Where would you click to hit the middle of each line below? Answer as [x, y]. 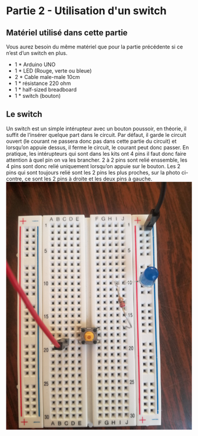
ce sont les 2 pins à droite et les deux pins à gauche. [88, 179]
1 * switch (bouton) [37, 96]
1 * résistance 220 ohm [43, 83]
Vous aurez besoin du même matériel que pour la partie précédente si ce [95, 47]
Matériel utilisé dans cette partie [67, 33]
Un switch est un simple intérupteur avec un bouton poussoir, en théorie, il [96, 129]
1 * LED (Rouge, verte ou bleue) [53, 71]
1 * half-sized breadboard [46, 89]
